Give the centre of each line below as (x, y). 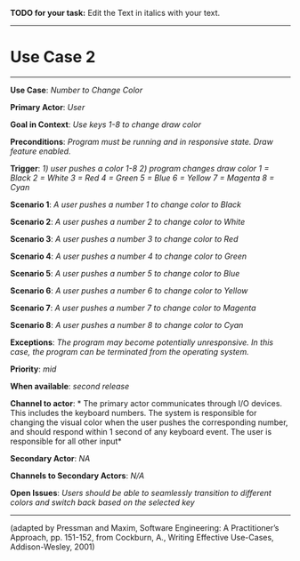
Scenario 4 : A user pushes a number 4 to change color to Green (129, 256)
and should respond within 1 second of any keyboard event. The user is (141, 431)
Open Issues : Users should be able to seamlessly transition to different (141, 493)
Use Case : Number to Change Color (77, 90)
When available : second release (70, 386)
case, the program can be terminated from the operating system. (130, 351)
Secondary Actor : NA (50, 458)
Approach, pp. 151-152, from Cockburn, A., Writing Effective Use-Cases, (142, 537)
